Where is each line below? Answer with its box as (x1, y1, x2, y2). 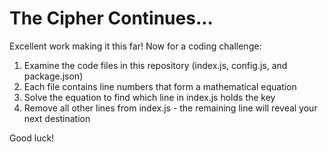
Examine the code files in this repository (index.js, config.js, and (23, 59, 288, 71)
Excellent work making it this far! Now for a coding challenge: (9, 40, 262, 52)
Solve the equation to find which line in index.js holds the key (23, 91, 276, 103)
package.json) (23, 70, 84, 82)
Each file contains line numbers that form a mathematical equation (23, 80, 297, 92)
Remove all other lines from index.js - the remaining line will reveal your (23, 102, 318, 114)
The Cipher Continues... (9, 7, 214, 30)
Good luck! (9, 132, 55, 144)
